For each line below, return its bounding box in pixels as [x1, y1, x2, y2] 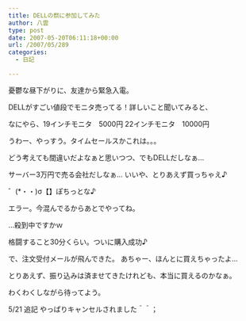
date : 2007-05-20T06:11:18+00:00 [8, 33, 119, 42]
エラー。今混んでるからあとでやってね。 [8, 203, 140, 212]
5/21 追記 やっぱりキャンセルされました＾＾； [8, 304, 159, 314]
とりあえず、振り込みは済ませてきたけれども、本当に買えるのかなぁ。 [8, 270, 236, 280]
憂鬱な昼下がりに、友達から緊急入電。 [8, 85, 133, 95]
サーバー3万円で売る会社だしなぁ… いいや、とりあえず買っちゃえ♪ [8, 170, 228, 179]
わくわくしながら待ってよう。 [8, 287, 106, 297]
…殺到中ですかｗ [8, 220, 63, 230]
